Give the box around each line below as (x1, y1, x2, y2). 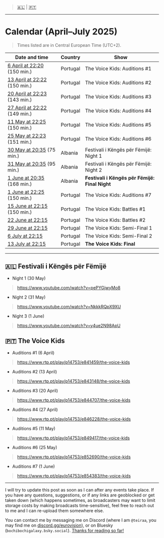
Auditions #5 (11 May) (12, 425, 56, 431)
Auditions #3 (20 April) (12, 387, 59, 393)
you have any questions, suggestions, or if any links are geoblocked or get (5, 492, 155, 498)
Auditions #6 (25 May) (12, 444, 58, 450)
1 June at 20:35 (7, 174, 45, 181)
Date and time (15, 54, 49, 61)
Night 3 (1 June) (12, 313, 45, 319)
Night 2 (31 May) (12, 294, 46, 300)
